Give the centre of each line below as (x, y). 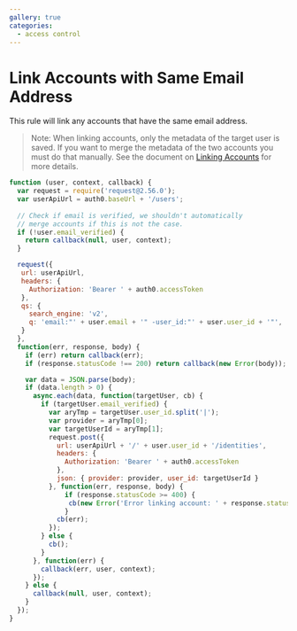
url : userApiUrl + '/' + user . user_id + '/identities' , (161, 445)
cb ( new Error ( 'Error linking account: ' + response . (168, 503)
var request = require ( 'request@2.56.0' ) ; (96, 191)
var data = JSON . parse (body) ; (81, 379)
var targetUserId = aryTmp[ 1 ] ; (106, 429)
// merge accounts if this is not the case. (100, 224)
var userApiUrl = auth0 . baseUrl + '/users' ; (100, 199)
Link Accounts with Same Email (127, 78)
